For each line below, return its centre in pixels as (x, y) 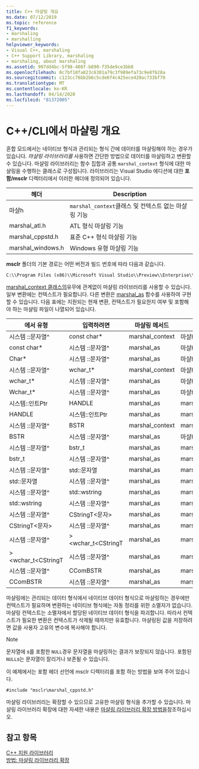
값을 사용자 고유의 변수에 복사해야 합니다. (60, 628)
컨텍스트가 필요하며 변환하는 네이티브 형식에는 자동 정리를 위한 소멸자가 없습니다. (99, 605)
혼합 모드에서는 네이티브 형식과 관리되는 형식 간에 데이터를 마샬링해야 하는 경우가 (99, 148)
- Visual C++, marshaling (38, 50)
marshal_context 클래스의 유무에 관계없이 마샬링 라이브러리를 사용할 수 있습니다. (99, 287)
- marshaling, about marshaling (46, 61)
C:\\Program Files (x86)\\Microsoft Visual (61, 275)
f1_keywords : (22, 28)
